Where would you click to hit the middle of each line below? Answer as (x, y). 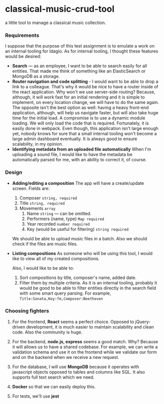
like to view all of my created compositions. (56, 258)
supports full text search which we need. (53, 377)
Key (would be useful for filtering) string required (78, 229)
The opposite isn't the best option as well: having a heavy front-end (81, 108)
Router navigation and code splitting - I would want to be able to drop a (85, 81)
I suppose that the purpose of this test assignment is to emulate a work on (80, 46)
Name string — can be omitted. (59, 213)
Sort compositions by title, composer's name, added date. (78, 278)
